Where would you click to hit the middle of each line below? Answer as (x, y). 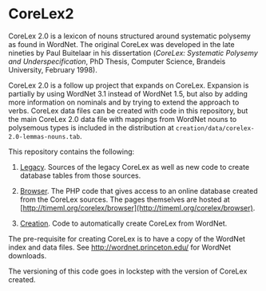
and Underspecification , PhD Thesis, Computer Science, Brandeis (117, 61)
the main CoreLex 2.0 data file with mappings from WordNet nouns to (123, 119)
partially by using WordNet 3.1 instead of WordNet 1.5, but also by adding (128, 93)
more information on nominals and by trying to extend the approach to (124, 102)
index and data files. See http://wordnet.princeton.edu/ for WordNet (120, 247)
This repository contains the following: (71, 151)
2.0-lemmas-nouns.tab (44, 136)
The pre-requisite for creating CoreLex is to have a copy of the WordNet (127, 238)
